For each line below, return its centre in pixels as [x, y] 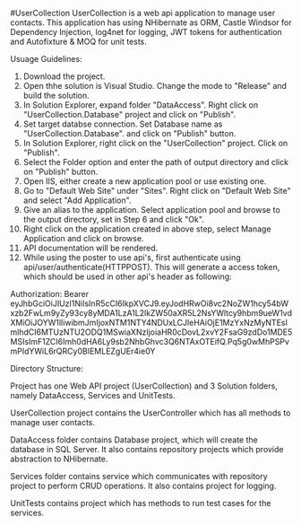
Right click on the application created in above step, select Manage [147, 229]
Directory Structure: [47, 368]
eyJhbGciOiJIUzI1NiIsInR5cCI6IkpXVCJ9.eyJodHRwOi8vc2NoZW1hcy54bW [150, 303]
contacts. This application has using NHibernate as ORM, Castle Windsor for [151, 22]
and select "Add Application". [77, 200]
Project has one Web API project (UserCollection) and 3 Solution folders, [144, 386]
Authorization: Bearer [49, 294]
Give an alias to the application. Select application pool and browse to [151, 210]
